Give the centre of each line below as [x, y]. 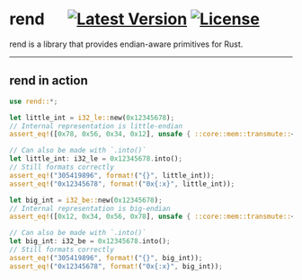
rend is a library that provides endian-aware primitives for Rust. [126, 44]
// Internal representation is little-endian [96, 126]
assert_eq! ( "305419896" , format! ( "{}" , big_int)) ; [106, 258]
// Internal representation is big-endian [90, 208]
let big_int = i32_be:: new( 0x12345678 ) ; [86, 200]
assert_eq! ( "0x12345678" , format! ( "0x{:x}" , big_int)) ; [116, 266]
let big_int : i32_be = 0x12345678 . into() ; [90, 241]
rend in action [49, 81]
